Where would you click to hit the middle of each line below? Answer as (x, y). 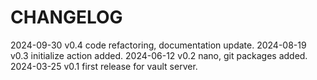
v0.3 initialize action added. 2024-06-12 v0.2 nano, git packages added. (159, 55)
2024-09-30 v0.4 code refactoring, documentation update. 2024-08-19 (158, 45)
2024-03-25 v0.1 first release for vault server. (104, 66)
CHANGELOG (66, 17)
